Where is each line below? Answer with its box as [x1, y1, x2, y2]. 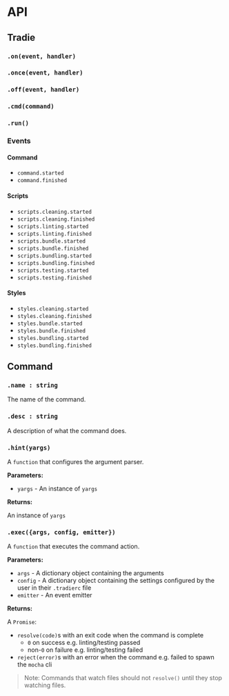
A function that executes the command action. [7, 542, 140, 550]
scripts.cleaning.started [17, 208, 92, 215]
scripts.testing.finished [17, 274, 92, 281]
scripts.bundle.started [17, 237, 86, 245]
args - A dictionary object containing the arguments [17, 569, 164, 577]
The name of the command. [7, 395, 86, 404]
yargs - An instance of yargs [17, 484, 98, 493]
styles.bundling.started [17, 335, 89, 341]
